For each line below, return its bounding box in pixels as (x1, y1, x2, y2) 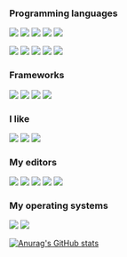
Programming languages (9, 7, 118, 20)
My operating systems (9, 199, 108, 212)
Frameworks (9, 69, 65, 82)
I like (9, 112, 30, 124)
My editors (9, 156, 58, 168)
